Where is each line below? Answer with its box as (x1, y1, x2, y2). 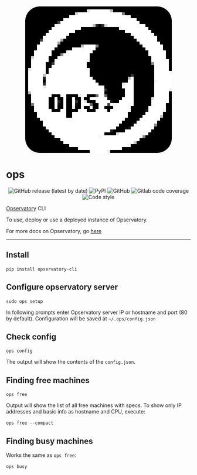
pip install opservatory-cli (6, 266, 77, 272)
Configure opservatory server (6, 282, 118, 292)
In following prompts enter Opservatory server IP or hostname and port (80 (6, 309, 188, 316)
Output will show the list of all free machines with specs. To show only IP (6, 402, 182, 409)
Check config (6, 332, 57, 341)
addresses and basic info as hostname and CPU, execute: (6, 408, 145, 415)
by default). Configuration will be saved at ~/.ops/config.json (6, 315, 157, 322)
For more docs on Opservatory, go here (6, 227, 102, 234)
